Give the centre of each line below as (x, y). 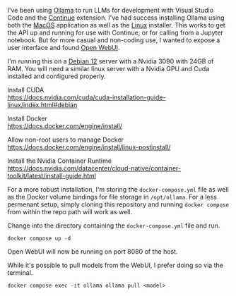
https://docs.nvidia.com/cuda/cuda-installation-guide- (87, 97)
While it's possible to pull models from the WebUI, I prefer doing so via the (116, 265)
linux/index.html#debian (42, 105)
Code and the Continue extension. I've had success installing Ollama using (116, 18)
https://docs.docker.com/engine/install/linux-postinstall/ (89, 147)
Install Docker (27, 118)
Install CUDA (26, 90)
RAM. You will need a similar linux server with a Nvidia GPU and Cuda (108, 69)
